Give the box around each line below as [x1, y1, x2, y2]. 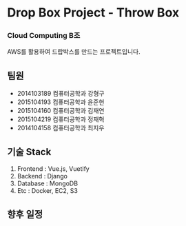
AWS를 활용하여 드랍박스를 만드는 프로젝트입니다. [7, 48, 141, 56]
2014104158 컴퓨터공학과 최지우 [17, 124, 105, 132]
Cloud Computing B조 [7, 31, 81, 41]
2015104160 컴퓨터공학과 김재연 [17, 107, 105, 115]
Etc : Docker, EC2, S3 [17, 187, 78, 195]
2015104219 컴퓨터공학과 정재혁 [17, 115, 105, 123]
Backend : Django [17, 172, 68, 181]
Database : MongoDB [17, 179, 78, 187]
